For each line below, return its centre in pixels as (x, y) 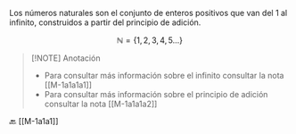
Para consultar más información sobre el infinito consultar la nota (164, 75)
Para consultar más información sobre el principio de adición (156, 94)
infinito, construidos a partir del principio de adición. (105, 22)
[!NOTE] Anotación (66, 58)
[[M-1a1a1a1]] (68, 85)
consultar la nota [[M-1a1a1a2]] (101, 104)
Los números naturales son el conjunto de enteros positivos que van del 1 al (148, 13)
